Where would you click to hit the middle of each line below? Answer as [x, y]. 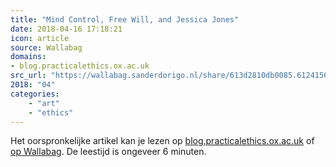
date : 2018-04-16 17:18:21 [66, 29]
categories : [35, 94]
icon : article [40, 38]
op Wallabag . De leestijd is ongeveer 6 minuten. [108, 152]
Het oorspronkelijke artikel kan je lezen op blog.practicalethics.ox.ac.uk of [162, 141]
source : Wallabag [46, 47]
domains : [28, 57]
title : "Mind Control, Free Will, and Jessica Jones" [125, 19]
